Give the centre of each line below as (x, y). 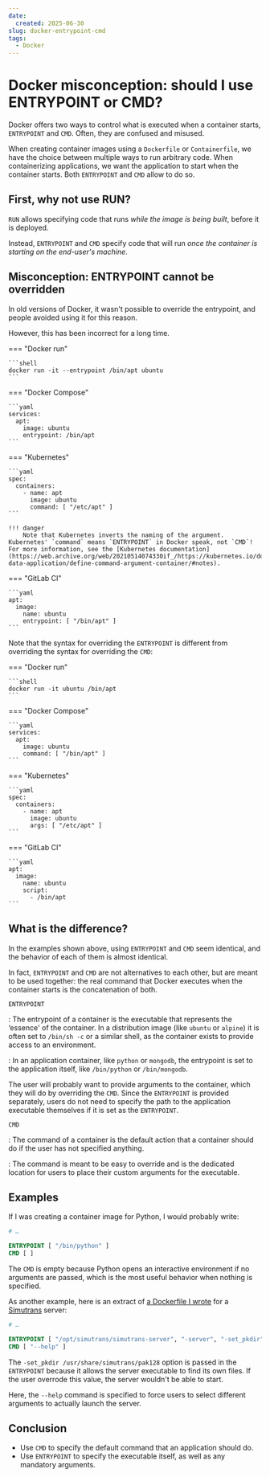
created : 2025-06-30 (50, 23)
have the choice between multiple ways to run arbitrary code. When (121, 158)
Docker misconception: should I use (131, 86)
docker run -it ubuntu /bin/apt (62, 689)
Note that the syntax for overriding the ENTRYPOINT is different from (118, 643)
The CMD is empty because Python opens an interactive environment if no (129, 1268)
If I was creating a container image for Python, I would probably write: (124, 1217)
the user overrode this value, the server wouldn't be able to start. (116, 1379)
